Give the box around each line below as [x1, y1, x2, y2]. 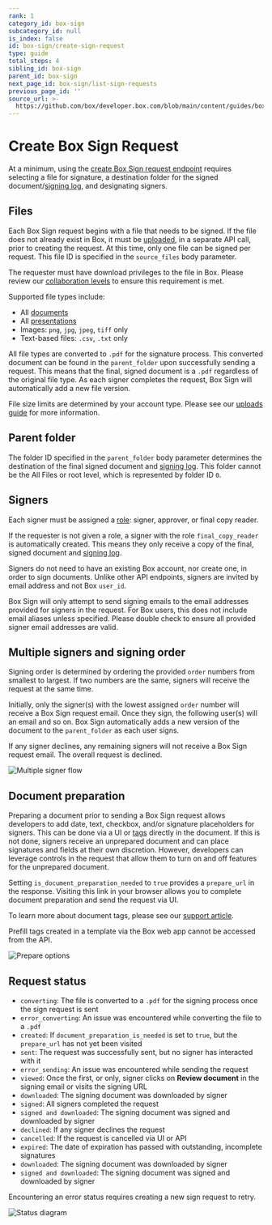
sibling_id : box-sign [8, 65, 82, 73]
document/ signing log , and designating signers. [8, 181, 168, 191]
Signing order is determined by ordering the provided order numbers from [8, 667, 255, 677]
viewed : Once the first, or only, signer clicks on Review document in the [19, 1073, 260, 1083]
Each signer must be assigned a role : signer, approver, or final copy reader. [8, 515, 259, 525]
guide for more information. [8, 407, 100, 417]
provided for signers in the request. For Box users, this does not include [8, 605, 248, 615]
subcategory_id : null [8, 27, 82, 35]
